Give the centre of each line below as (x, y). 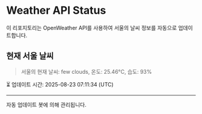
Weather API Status (56, 10)
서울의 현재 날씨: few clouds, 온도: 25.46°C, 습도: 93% (86, 71)
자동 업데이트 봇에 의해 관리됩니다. (46, 104)
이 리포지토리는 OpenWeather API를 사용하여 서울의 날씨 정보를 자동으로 (92, 28)
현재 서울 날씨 (30, 56)
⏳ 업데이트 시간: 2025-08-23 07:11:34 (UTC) (60, 84)
